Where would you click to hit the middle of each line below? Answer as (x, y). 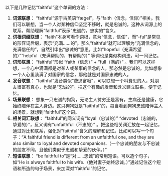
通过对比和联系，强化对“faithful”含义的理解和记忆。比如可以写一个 (81, 131)
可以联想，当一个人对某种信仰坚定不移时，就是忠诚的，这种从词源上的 (89, 24)
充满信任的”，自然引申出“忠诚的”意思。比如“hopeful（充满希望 (77, 49)
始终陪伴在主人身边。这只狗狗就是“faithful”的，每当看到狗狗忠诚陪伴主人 (88, 106)
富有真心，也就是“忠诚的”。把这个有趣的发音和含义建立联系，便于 (89, 87)
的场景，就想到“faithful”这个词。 (46, 112)
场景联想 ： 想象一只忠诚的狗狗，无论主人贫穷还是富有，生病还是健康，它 (88, 100)
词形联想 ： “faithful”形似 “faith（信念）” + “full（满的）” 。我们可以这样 (84, 62)
